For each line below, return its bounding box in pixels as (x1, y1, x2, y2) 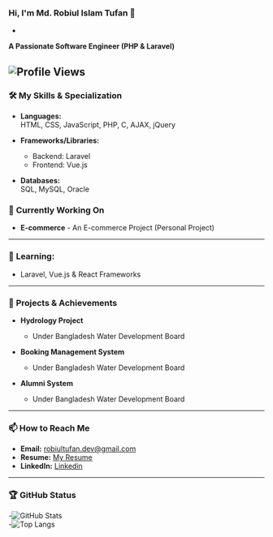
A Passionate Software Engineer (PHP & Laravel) (8, 41, 175, 51)
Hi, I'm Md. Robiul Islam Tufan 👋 (8, 7, 136, 19)
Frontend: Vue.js (32, 160, 88, 170)
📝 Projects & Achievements (8, 297, 118, 308)
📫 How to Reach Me (8, 422, 90, 433)
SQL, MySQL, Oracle (19, 184, 89, 194)
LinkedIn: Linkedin (19, 462, 83, 471)
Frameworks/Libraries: (19, 135, 100, 145)
